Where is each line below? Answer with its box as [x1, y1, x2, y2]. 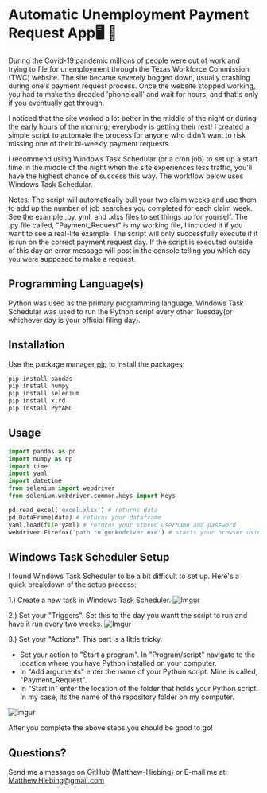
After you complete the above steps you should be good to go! [8, 723, 213, 733]
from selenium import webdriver [8, 484, 115, 492]
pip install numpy [8, 382, 69, 391]
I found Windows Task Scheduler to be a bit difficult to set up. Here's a [8, 571, 240, 581]
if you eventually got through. [8, 98, 105, 107]
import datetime [8, 477, 62, 485]
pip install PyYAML [8, 404, 73, 413]
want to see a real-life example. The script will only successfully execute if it [8, 228, 258, 238]
